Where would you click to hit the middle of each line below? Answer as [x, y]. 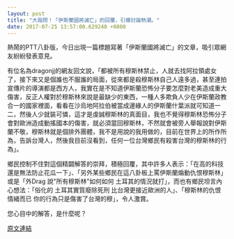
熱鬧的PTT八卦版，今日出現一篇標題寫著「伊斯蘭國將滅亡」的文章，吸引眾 [114, 47]
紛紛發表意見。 [34, 56]
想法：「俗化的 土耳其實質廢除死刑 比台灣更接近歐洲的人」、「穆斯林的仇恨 [117, 190]
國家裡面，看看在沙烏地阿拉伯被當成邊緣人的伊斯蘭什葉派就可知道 [120, 106]
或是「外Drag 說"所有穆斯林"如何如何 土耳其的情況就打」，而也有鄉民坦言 [112, 181]
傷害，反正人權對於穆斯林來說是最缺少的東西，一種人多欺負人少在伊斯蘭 [111, 97]
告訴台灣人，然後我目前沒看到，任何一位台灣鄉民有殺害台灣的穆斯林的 [120, 141]
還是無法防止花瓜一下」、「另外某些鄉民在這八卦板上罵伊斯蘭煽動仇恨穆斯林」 [117, 173]
